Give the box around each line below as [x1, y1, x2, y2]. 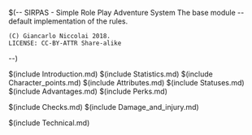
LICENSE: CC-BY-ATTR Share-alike [8, 39, 122, 47]
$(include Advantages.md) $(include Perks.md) [8, 86, 168, 96]
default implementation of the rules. [8, 16, 128, 26]
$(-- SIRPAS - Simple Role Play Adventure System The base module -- [8, 8, 245, 17]
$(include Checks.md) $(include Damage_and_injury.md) [8, 102, 199, 111]
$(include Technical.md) [8, 118, 90, 128]
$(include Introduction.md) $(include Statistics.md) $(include [8, 69, 213, 79]
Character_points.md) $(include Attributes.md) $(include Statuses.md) [8, 78, 245, 87]
